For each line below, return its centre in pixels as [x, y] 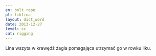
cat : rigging [19, 34]
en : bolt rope [20, 10]
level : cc [16, 29]
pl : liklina [18, 15]
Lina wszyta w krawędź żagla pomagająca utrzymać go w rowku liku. [78, 48]
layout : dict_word [25, 19]
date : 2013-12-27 [24, 24]
